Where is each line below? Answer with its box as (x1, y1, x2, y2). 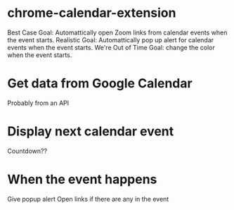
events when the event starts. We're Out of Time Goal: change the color (7, 43, 216, 51)
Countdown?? (7, 147, 48, 155)
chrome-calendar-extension (7, 5, 176, 21)
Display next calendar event (7, 123, 174, 140)
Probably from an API (7, 99, 70, 107)
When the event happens (7, 171, 157, 187)
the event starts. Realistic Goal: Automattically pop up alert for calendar (7, 35, 214, 44)
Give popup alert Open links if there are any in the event (7, 194, 169, 203)
